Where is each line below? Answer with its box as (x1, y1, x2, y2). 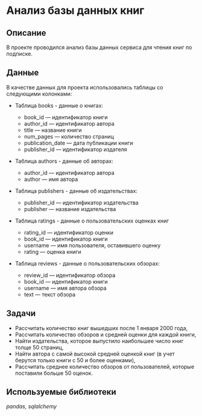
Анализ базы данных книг (6, 4, 145, 18)
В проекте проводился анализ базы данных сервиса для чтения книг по (6, 44, 192, 51)
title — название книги (24, 126, 82, 134)
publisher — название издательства (24, 205, 116, 212)
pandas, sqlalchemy (6, 403, 57, 410)
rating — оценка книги (24, 248, 81, 255)
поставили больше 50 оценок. (14, 369, 93, 377)
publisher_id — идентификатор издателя (24, 146, 128, 153)
